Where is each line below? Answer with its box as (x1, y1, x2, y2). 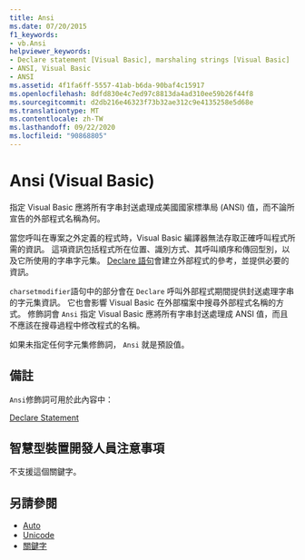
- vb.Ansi (9, 38, 47, 48)
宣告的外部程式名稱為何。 (9, 212, 105, 223)
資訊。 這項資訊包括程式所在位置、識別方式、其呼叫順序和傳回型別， (25, 243, 282, 254)
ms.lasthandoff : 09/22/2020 (9, 123, 116, 133)
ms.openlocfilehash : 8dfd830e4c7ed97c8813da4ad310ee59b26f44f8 (9, 89, 254, 98)
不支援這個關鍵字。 (9, 467, 82, 477)
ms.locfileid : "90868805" (9, 132, 107, 141)
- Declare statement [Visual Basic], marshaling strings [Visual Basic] (9, 55, 290, 64)
